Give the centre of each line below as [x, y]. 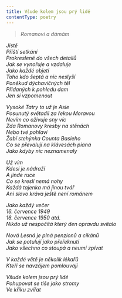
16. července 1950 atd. [33, 217]
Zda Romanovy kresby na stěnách [48, 126]
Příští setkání [22, 51]
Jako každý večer [28, 205]
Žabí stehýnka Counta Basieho [43, 138]
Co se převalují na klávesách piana [49, 145]
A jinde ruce [21, 175]
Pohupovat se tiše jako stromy [43, 283]
